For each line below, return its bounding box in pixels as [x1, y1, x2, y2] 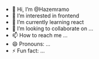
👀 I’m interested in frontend [11, 12, 80, 19]
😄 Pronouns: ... [11, 40, 51, 48]
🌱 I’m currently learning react [11, 19, 84, 25]
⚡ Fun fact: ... [11, 47, 45, 54]
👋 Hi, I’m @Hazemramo [11, 6, 70, 13]
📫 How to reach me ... [11, 32, 68, 39]
